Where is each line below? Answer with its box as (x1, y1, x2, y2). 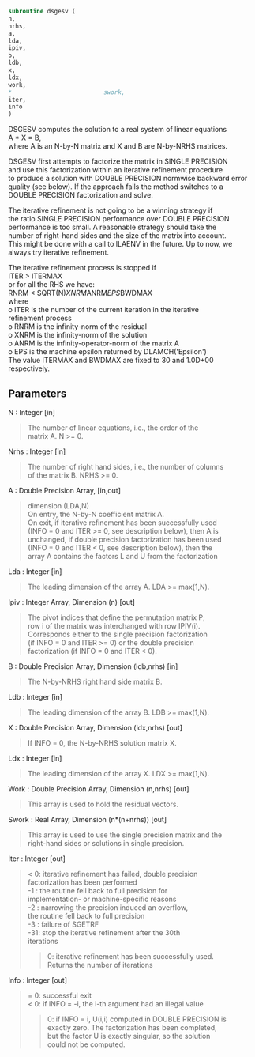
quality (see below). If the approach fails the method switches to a (8, 182, 223, 191)
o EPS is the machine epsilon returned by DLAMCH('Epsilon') (8, 347, 207, 357)
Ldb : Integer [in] (8, 692, 63, 701)
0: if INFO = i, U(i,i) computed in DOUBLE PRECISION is (47, 1014, 227, 1024)
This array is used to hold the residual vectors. (27, 799, 179, 809)
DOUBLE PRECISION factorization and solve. (8, 191, 154, 200)
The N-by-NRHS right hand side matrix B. (27, 677, 163, 686)
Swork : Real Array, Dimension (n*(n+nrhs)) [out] (8, 814, 167, 824)
